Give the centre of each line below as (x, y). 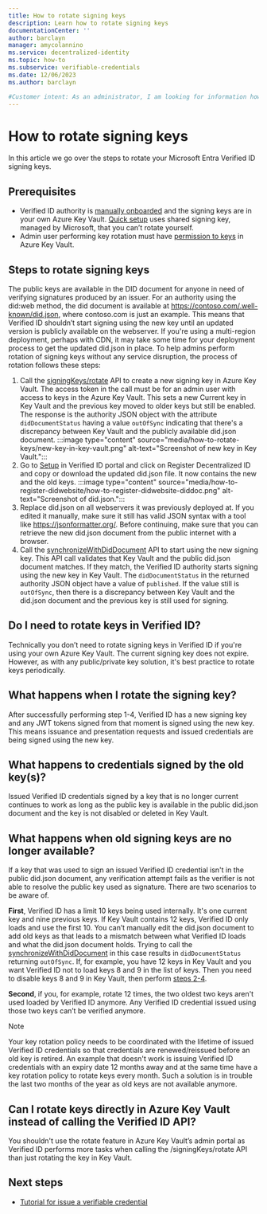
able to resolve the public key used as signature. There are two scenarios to (132, 887)
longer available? (52, 850)
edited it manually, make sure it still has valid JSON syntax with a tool (133, 515)
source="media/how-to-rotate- (189, 440)
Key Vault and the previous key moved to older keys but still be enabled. (137, 405)
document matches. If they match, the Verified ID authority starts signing (139, 566)
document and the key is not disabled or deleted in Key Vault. (108, 813)
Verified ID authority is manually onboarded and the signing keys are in (135, 211)
